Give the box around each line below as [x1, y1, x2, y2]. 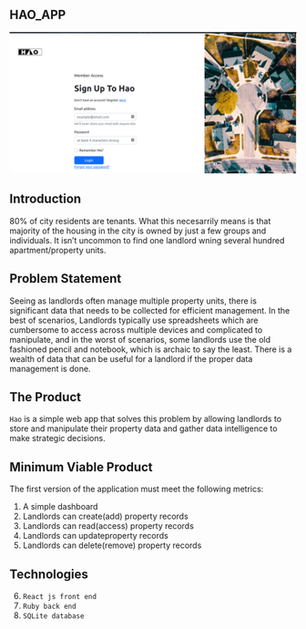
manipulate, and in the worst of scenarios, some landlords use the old [9, 334, 271, 345]
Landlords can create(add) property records [22, 510, 189, 522]
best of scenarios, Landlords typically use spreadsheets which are [9, 314, 259, 325]
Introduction [9, 191, 82, 207]
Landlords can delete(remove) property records [22, 540, 202, 551]
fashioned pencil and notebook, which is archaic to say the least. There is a [9, 344, 292, 355]
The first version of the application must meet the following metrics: [9, 483, 264, 495]
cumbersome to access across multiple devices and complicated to [9, 324, 263, 335]
